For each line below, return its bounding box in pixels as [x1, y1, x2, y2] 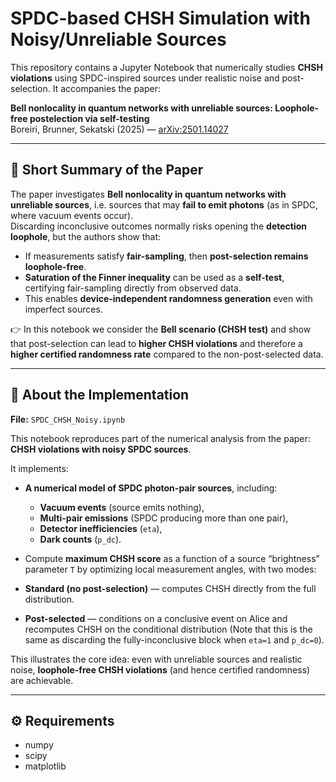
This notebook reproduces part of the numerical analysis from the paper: [10, 432, 311, 444]
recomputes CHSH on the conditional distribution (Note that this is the [24, 623, 313, 635]
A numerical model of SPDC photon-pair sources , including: [24, 482, 278, 494]
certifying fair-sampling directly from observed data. [24, 282, 242, 294]
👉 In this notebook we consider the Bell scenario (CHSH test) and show [10, 323, 312, 335]
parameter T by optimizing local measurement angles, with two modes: [24, 563, 317, 575]
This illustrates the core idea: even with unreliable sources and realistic [10, 653, 303, 665]
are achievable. [10, 674, 74, 686]
